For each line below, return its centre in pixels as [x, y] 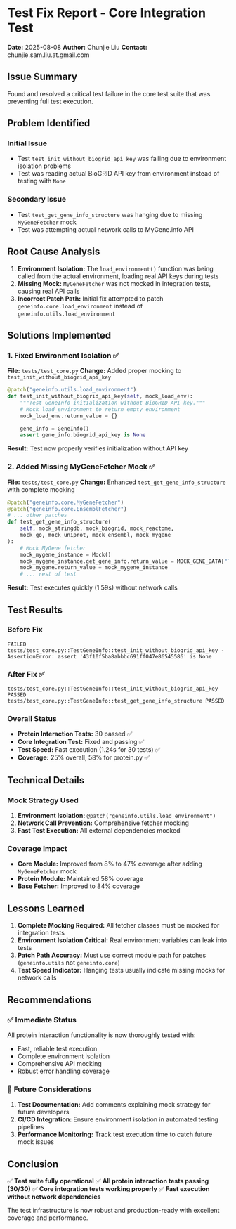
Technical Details [46, 780]
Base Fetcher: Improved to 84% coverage [79, 886]
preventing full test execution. [50, 101]
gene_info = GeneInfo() [55, 429]
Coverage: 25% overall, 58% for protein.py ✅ [83, 757]
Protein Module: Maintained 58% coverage [80, 879]
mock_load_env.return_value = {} [69, 416]
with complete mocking [41, 489]
